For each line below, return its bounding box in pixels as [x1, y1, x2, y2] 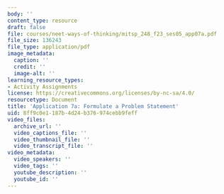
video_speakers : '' [13, 156, 72, 163]
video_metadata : [7, 149, 55, 156]
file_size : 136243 [7, 37, 62, 44]
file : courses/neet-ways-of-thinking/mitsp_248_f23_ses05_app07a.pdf [7, 30, 218, 38]
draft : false [7, 23, 46, 31]
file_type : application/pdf [7, 43, 91, 50]
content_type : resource [7, 17, 78, 24]
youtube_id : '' [13, 176, 59, 183]
